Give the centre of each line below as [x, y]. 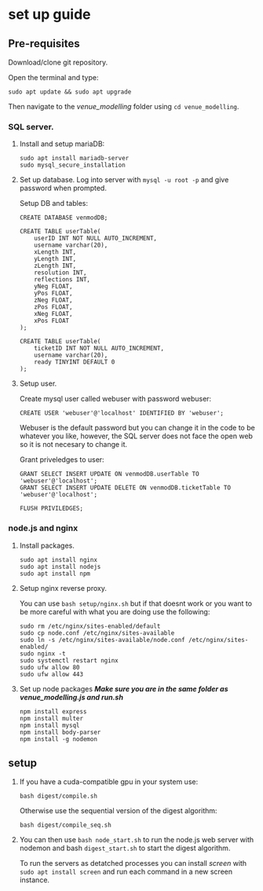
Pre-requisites [44, 44]
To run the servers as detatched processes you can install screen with [133, 863]
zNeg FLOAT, [53, 300]
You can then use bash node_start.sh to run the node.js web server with [137, 840]
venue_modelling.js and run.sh [71, 697]
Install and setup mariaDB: [62, 144]
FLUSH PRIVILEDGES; [51, 508]
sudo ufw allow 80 [49, 667]
